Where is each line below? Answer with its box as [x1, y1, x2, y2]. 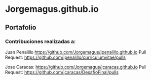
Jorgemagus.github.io [5, 3, 99, 15]
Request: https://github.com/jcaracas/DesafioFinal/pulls [5, 69, 119, 75]
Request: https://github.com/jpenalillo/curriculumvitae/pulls [5, 54, 126, 60]
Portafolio [5, 23, 37, 32]
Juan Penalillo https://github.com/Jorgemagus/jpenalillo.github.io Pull [5, 49, 147, 55]
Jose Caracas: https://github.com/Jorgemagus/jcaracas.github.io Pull [5, 64, 147, 70]
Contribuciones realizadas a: [5, 38, 76, 45]
